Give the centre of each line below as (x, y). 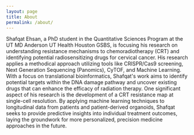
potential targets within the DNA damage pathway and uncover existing (91, 82)
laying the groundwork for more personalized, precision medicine (84, 120)
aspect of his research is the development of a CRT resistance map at (90, 95)
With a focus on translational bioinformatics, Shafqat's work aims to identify (97, 76)
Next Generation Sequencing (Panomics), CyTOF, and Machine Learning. (94, 70)
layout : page (22, 11)
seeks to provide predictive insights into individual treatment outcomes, (92, 113)
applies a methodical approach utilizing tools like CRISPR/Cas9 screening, (95, 64)
